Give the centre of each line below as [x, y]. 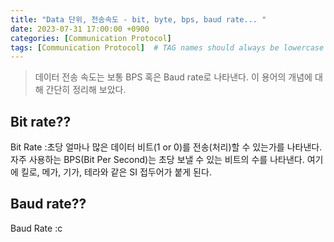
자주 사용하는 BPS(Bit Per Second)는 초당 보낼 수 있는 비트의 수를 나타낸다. [157, 160]
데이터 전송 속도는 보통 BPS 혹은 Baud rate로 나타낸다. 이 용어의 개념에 [173, 77]
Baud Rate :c [36, 228]
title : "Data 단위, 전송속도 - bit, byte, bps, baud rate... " [138, 19]
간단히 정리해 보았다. [86, 90]
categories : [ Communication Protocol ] [91, 38]
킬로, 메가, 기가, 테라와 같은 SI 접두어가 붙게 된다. [116, 172]
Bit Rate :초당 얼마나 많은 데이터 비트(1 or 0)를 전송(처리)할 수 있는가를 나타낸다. [166, 147]
